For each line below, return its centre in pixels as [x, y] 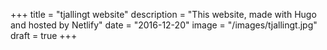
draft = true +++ [44, 35]
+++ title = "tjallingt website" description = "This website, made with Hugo [163, 14]
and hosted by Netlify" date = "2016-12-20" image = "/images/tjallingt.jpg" [164, 25]
